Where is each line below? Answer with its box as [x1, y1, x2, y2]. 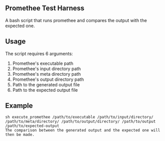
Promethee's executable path [12, 60, 74, 66]
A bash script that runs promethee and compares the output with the [5, 17, 147, 23]
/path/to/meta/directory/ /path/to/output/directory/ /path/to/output [5, 119, 156, 124]
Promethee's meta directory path [12, 71, 81, 77]
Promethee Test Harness [5, 4, 85, 13]
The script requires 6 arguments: [5, 50, 73, 57]
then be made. [5, 132, 35, 137]
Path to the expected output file [12, 87, 78, 93]
